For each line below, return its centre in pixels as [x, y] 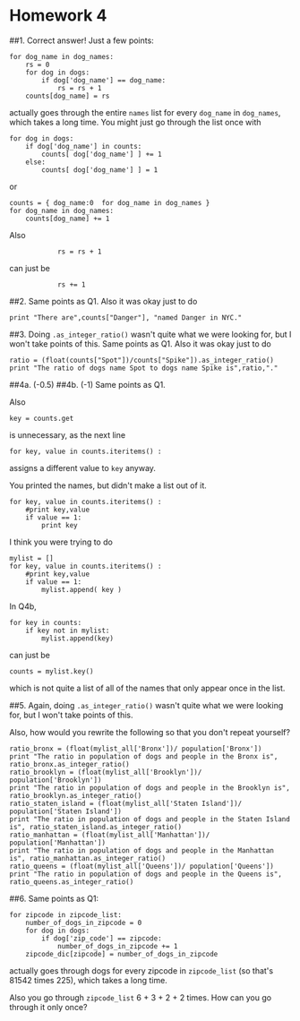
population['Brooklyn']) [56, 780]
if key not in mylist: [68, 631]
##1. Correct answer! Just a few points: [81, 40]
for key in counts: [46, 622]
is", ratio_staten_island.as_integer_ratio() [95, 827]
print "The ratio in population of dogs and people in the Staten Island [150, 819]
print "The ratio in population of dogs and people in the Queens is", [146, 874]
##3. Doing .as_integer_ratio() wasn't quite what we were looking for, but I [150, 334]
